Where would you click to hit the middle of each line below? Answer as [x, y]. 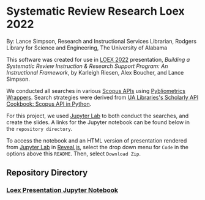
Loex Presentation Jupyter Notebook [62, 190]
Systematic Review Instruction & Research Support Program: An [87, 66]
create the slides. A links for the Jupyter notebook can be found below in [98, 122]
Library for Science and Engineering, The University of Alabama [87, 48]
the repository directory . [39, 128]
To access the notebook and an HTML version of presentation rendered [97, 140]
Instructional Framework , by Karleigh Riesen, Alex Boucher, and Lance [95, 72]
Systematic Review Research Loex [95, 11]
